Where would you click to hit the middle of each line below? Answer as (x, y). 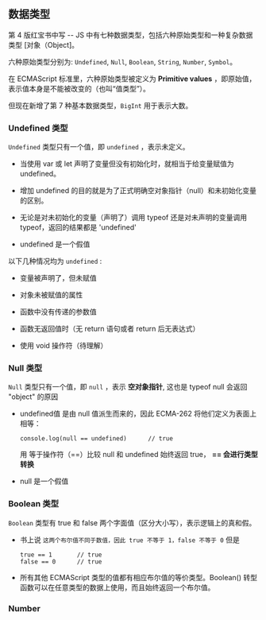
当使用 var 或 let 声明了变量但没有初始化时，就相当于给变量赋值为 (127, 164)
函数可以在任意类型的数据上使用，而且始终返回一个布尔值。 (117, 587)
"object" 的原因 (33, 397)
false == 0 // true (61, 562)
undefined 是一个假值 (55, 244)
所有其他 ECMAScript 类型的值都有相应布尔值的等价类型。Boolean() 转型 (139, 577)
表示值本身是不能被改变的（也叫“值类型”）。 (79, 88)
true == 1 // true (61, 555)
